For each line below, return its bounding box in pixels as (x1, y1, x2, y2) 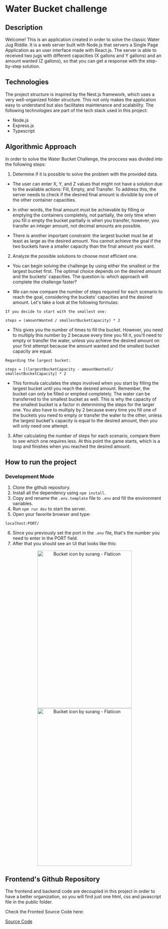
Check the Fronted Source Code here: (5, 909, 84, 915)
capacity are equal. (12, 348, 53, 354)
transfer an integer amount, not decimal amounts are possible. (12, 222, 142, 228)
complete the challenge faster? (12, 278, 77, 285)
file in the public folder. (5, 899, 53, 905)
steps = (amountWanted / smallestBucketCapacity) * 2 (5, 318, 121, 323)
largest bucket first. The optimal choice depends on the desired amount (12, 268, 161, 274)
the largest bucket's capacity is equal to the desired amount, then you (12, 417, 157, 424)
